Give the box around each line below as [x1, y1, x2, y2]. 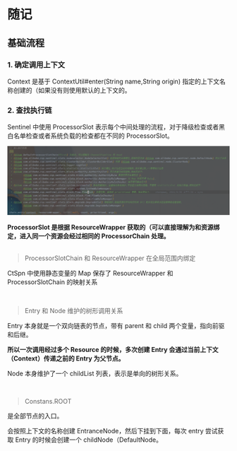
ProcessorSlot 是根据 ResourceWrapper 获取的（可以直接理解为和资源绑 [7, 223, 220, 232]
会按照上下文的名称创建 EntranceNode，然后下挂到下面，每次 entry [7, 426, 204, 435]
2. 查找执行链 [7, 105, 52, 115]
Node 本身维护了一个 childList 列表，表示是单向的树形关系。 [7, 369, 183, 377]
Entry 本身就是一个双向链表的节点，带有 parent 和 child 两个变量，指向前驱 [7, 321, 225, 329]
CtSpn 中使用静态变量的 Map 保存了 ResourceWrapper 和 [7, 269, 174, 277]
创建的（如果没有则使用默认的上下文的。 [13, 86, 131, 94]
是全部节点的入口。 [7, 411, 63, 420]
